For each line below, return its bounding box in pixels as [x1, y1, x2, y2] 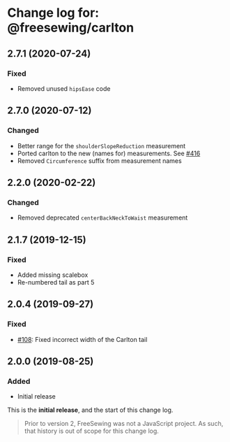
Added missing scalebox [17, 271, 89, 279]
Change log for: [7, 5, 100, 21]
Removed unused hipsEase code [17, 84, 111, 92]
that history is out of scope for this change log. [24, 427, 159, 435]
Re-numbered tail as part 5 [17, 278, 95, 286]
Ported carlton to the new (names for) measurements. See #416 [17, 149, 201, 157]
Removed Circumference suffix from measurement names [17, 156, 183, 165]
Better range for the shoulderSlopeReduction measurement [17, 141, 186, 150]
